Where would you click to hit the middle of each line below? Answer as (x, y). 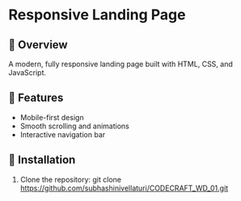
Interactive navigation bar (63, 134)
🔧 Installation (42, 160)
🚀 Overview (38, 45)
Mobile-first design (52, 117)
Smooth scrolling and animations (74, 126)
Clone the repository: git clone (70, 179)
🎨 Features (36, 98)
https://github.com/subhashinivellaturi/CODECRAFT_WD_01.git (124, 188)
